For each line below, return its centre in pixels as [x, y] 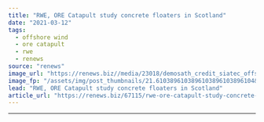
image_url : [26, 74]
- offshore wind [42, 37]
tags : [17, 30]
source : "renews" [37, 66]
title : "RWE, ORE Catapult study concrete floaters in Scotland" [117, 15]
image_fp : [24, 81]
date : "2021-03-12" [40, 23]
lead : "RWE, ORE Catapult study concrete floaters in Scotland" [115, 88]
